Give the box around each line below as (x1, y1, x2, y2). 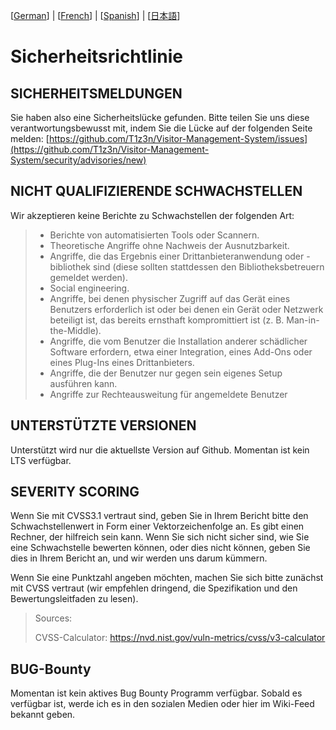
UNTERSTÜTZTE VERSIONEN (10, 417, 197, 434)
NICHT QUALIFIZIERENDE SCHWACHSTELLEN (10, 183, 303, 200)
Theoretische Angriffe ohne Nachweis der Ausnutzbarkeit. (49, 239, 290, 251)
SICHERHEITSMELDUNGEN (10, 85, 183, 102)
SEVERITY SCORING (10, 484, 140, 501)
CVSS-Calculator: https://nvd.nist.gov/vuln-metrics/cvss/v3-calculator (34, 632, 326, 644)
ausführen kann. (49, 377, 118, 389)
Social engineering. (49, 282, 130, 294)
